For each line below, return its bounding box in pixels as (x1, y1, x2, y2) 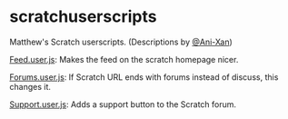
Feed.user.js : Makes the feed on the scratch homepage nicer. (9, 54, 239, 64)
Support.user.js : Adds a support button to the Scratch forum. (9, 98, 237, 110)
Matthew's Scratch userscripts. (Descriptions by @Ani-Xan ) (9, 36, 233, 47)
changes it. (9, 81, 52, 92)
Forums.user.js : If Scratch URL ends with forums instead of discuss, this (9, 71, 279, 83)
